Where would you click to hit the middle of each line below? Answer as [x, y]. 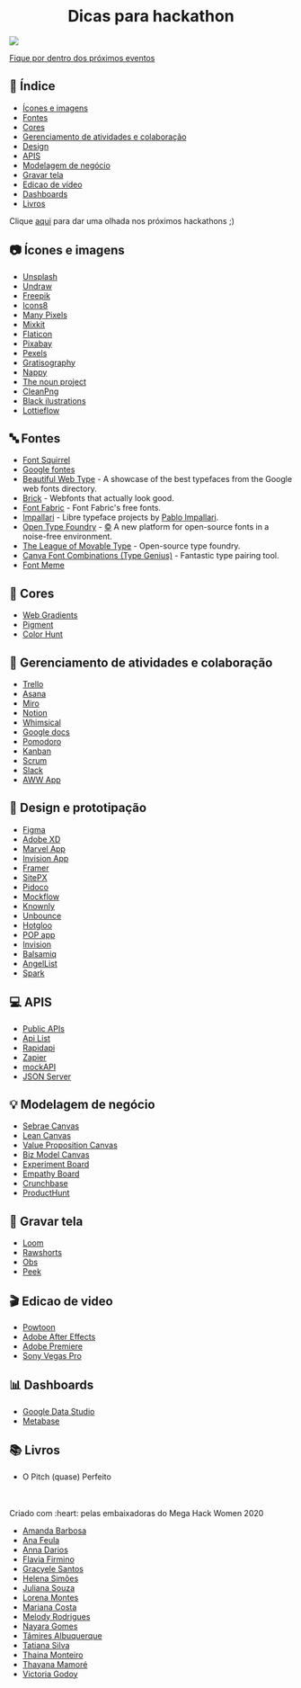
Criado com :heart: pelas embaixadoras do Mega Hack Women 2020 [137, 1513]
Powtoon [39, 1327]
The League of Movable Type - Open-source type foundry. [131, 546]
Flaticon [37, 334]
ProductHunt [46, 1193]
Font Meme [43, 565]
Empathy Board [51, 1174]
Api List [36, 1038]
